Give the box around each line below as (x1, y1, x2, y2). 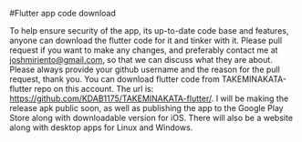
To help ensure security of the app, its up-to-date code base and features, (9, 25, 289, 35)
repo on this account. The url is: (34, 84, 154, 94)
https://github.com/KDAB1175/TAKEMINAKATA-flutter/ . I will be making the (9, 93, 289, 104)
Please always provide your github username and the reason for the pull (9, 64, 280, 75)
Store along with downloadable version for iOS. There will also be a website (9, 113, 294, 123)
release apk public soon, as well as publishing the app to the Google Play (9, 103, 285, 113)
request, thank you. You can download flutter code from (9, 74, 221, 85)
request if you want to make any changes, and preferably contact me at (9, 45, 278, 56)
